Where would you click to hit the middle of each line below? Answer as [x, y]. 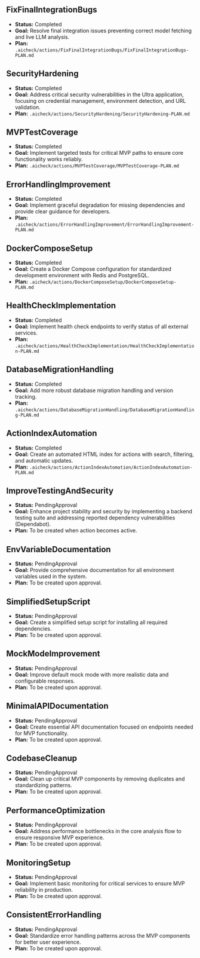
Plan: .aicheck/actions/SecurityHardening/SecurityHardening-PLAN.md [102, 114]
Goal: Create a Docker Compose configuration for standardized [93, 269]
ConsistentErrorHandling [54, 915]
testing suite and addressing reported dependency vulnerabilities [95, 518]
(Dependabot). [33, 524]
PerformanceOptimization [56, 810]
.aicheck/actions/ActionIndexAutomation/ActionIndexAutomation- [111, 467]
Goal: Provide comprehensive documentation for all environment [94, 570]
